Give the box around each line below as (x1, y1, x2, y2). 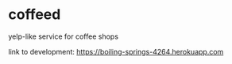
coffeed (8, 6, 61, 24)
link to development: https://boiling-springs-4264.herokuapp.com (8, 47, 224, 56)
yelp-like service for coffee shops (8, 32, 119, 41)
